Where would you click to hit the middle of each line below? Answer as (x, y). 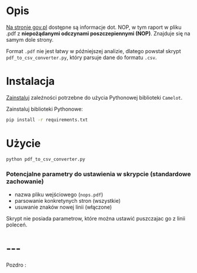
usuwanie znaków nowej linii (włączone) (63, 207)
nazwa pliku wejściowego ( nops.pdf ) (59, 194)
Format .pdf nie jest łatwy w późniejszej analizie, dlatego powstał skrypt (94, 51)
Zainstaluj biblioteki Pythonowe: (45, 109)
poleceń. (17, 225)
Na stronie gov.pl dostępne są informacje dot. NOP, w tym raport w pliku (94, 27)
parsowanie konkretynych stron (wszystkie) (68, 200)
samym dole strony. (30, 40)
